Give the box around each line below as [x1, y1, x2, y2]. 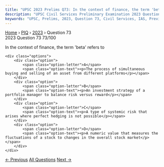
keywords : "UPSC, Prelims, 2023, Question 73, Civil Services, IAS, [5, 16, 147, 21]
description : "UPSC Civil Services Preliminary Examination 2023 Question [5, 12, 161, 17]
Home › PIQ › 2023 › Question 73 [5, 30, 72, 36]
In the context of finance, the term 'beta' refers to [5, 45, 105, 50]
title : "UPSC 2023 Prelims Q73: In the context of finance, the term [5, 7, 150, 12]
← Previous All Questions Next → [5, 157, 72, 163]
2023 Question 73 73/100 [5, 35, 56, 41]
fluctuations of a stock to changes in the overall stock [5, 135, 125, 140]
